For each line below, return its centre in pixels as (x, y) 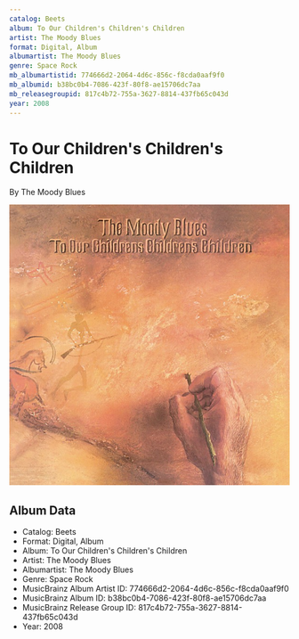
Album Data (43, 510)
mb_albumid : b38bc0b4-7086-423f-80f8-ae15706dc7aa (105, 85)
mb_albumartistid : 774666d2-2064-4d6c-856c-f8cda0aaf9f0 (117, 76)
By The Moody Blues (48, 193)
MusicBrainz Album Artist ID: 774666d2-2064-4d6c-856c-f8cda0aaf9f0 (155, 589)
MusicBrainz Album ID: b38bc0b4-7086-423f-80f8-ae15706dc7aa (144, 598)
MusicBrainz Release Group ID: (79, 608)
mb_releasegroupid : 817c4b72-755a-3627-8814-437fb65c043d (119, 94)
